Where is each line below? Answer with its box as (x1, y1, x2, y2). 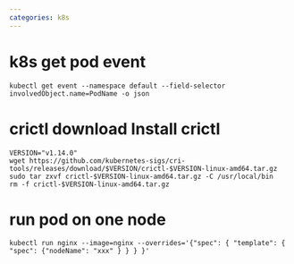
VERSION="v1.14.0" (9, 149, 78, 158)
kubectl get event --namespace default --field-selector (9, 81, 226, 90)
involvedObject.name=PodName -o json (9, 89, 150, 98)
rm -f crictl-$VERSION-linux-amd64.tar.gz (9, 180, 170, 189)
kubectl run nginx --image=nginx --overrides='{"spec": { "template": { (9, 239, 286, 248)
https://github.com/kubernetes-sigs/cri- (29, 156, 186, 166)
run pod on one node (9, 209, 167, 229)
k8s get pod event (9, 51, 146, 72)
